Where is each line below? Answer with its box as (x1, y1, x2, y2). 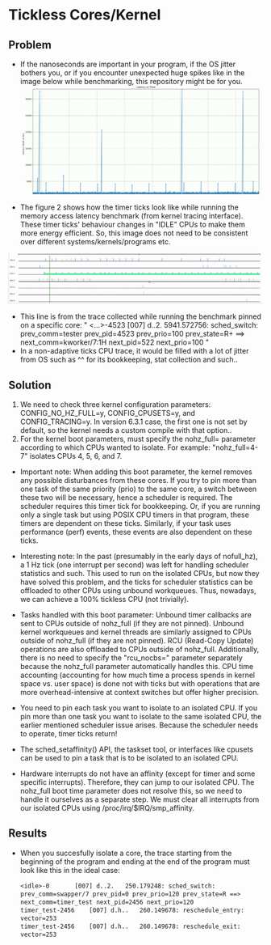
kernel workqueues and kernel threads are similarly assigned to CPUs (19, 627, 252, 637)
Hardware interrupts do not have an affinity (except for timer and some (19, 769, 256, 778)
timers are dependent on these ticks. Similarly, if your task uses (19, 518, 231, 528)
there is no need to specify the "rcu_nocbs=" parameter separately (19, 653, 244, 663)
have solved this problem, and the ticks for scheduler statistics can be (19, 577, 253, 587)
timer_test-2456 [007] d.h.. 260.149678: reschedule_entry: (19, 906, 244, 914)
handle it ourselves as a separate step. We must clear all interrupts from (19, 795, 260, 804)
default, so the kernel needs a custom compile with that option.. (19, 425, 232, 434)
